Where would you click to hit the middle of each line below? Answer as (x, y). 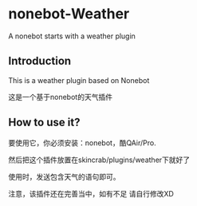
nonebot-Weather (69, 14)
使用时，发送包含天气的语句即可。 (64, 176)
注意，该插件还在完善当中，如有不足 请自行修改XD (91, 193)
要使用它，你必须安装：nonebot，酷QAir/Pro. (83, 143)
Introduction (40, 61)
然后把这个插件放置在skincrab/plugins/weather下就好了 (99, 160)
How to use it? (44, 123)
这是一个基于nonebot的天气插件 (61, 97)
